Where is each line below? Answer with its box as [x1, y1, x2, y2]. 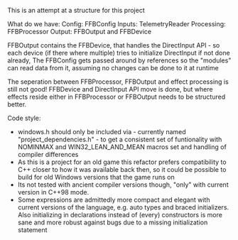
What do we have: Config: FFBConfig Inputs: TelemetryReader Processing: [7, 20, 226, 28]
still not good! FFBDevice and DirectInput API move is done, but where [7, 85, 213, 93]
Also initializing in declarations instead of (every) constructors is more [17, 211, 222, 219]
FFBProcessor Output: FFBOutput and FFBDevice [7, 28, 151, 36]
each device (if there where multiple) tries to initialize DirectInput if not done [7, 49, 230, 57]
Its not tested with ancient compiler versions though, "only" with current [17, 180, 229, 189]
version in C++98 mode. [17, 188, 90, 196]
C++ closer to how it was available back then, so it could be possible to [17, 165, 227, 173]
